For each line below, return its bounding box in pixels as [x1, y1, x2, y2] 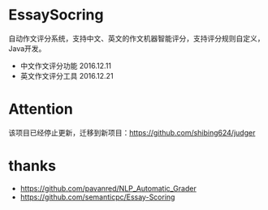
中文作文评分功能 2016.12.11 [19, 61, 112, 71]
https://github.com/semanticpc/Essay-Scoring [19, 192, 175, 202]
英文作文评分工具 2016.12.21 [19, 71, 114, 80]
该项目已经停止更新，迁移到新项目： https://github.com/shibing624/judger [8, 127, 256, 137]
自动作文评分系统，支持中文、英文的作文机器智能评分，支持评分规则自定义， [8, 33, 265, 43]
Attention [8, 100, 73, 118]
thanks [8, 156, 57, 175]
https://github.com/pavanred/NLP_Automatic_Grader [19, 183, 197, 193]
